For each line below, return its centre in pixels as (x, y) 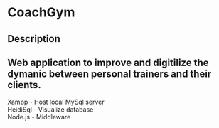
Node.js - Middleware (39, 117)
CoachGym (41, 12)
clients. (24, 85)
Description (34, 39)
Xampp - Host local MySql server (56, 102)
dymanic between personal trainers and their (109, 74)
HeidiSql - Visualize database (50, 110)
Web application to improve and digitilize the (108, 62)
